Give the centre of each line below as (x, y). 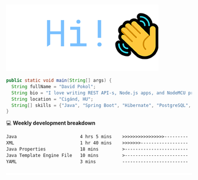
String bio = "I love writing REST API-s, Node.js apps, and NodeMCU (98, 93)
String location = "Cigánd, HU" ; (52, 99)
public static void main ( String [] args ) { (59, 81)
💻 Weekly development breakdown (51, 123)
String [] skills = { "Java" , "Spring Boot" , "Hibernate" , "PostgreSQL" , (101, 105)
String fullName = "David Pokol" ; (54, 86)
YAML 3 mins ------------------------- (97, 161)
